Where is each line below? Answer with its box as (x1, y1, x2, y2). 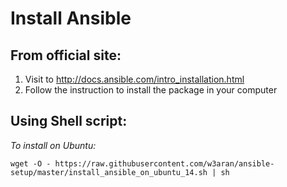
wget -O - (10, 158, 52, 169)
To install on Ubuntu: (10, 139, 97, 151)
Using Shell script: (10, 113, 128, 130)
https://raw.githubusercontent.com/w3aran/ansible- (54, 158, 275, 169)
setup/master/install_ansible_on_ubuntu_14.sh (10, 167, 208, 177)
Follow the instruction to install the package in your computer (24, 84, 278, 96)
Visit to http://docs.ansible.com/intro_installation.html (24, 73, 245, 85)
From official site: (10, 47, 122, 64)
